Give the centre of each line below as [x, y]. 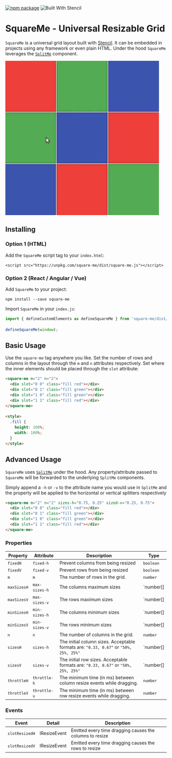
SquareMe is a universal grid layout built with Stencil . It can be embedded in [84, 43]
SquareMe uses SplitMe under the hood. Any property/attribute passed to [81, 472]
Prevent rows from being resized [94, 570]
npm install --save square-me [38, 299]
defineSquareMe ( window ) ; [32, 330]
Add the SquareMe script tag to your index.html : [55, 255]
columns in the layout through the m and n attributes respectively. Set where [85, 363]
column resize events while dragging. [99, 683]
